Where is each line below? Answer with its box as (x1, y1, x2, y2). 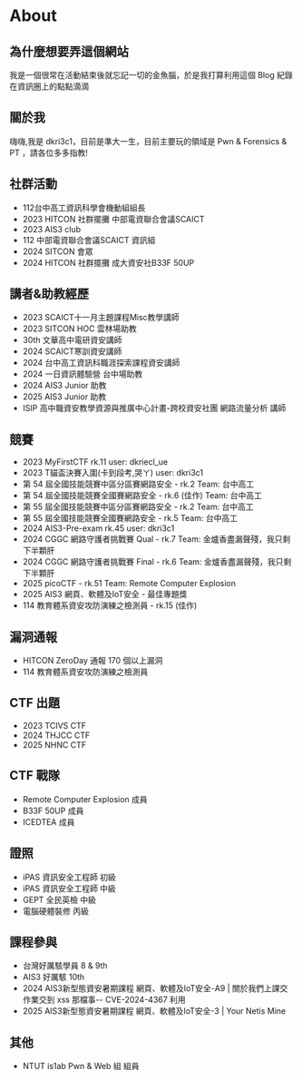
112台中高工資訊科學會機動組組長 (22, 201, 146, 213)
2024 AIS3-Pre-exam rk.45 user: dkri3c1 (22, 523, 175, 534)
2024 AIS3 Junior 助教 (22, 380, 107, 391)
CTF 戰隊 (9, 768, 61, 783)
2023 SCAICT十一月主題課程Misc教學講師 (22, 312, 180, 323)
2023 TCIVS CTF (22, 720, 87, 731)
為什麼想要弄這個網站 (9, 44, 129, 59)
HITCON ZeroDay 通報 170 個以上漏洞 (22, 655, 163, 666)
